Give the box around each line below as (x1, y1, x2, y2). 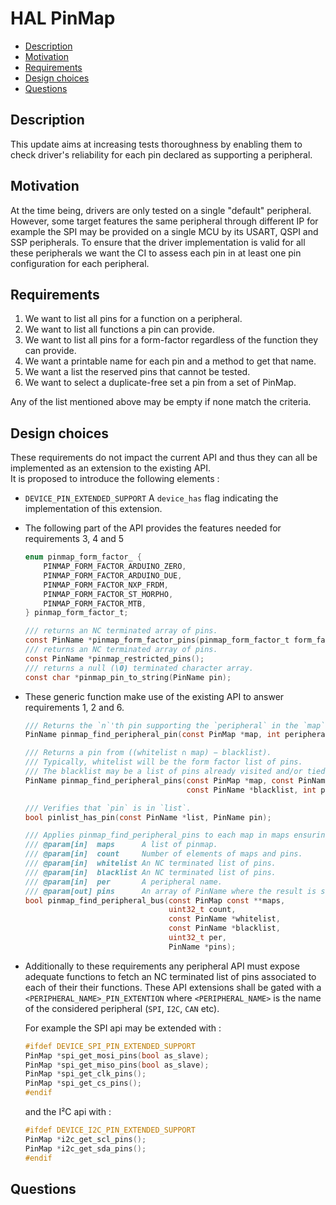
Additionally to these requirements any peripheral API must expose (24, 960, 301, 972)
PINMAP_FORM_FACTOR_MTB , (43, 598, 147, 609)
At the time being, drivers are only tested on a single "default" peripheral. (10, 204, 312, 216)
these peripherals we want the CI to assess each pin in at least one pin (10, 247, 302, 259)
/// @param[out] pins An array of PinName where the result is (24, 886, 317, 896)
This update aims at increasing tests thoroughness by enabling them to (10, 138, 303, 150)
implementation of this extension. (24, 503, 163, 515)
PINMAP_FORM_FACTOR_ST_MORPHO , (43, 589, 174, 599)
